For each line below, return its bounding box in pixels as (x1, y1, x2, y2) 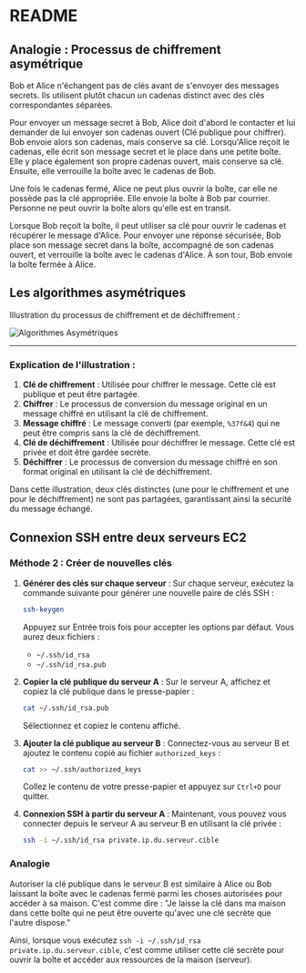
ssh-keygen (22, 605, 65, 614)
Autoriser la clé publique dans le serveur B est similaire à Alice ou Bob (9, 878, 272, 889)
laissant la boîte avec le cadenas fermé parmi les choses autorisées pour (9, 887, 283, 898)
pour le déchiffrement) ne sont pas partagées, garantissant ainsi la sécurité (9, 494, 292, 505)
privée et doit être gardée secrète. (22, 447, 152, 458)
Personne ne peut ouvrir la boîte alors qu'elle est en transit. (9, 202, 232, 213)
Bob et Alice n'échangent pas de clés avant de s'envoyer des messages (9, 80, 280, 91)
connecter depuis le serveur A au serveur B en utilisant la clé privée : (22, 818, 282, 829)
